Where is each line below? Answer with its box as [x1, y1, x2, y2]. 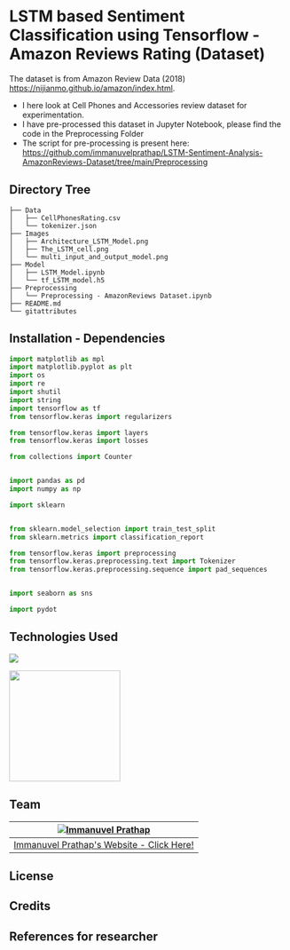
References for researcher [9, 929, 158, 944]
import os [9, 371, 46, 380]
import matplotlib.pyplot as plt [9, 362, 133, 372]
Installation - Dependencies [9, 331, 166, 346]
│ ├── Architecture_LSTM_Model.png [9, 237, 149, 246]
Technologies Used [9, 629, 118, 645]
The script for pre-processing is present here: [21, 138, 190, 148]
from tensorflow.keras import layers [9, 428, 149, 437]
